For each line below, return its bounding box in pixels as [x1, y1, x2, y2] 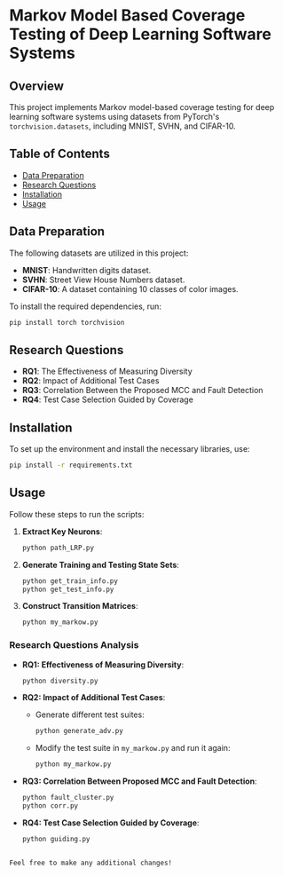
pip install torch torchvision [9, 318, 125, 327]
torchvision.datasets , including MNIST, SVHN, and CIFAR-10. [9, 121, 237, 131]
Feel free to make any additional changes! [9, 858, 173, 867]
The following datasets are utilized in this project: [9, 248, 189, 258]
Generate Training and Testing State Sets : [21, 559, 180, 570]
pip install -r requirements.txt [9, 461, 133, 470]
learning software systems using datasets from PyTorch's [9, 112, 220, 122]
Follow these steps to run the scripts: [9, 509, 145, 519]
